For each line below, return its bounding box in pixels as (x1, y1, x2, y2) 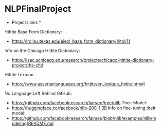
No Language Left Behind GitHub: (4, 90, 72, 96)
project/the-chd (11, 62, 44, 68)
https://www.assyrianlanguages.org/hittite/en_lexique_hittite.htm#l (11, 81, 145, 87)
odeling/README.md (11, 120, 54, 126)
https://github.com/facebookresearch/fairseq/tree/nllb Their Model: (11, 99, 147, 105)
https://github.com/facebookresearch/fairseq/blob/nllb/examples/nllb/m (11, 115, 157, 121)
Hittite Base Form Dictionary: (4, 29, 62, 34)
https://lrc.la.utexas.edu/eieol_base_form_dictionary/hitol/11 (11, 38, 130, 44)
